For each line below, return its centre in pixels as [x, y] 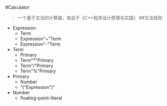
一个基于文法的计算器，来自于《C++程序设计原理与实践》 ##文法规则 [90, 18]
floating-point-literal [41, 98]
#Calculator [17, 7]
